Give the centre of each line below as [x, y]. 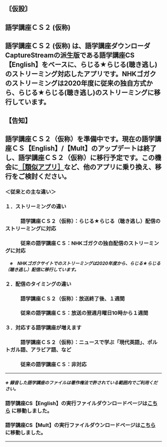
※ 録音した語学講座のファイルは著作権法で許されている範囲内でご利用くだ [82, 383]
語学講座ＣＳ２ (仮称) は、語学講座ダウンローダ [78, 46]
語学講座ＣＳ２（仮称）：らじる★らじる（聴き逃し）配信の [90, 221]
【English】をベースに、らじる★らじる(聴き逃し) [81, 65]
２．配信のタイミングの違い [38, 284]
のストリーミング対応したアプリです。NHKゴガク [81, 74]
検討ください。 [47, 176]
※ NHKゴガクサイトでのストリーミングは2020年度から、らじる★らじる [85, 264]
